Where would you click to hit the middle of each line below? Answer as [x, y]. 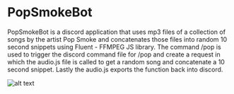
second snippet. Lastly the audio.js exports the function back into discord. [115, 69]
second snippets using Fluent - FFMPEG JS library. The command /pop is [114, 47]
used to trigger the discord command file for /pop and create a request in [114, 54]
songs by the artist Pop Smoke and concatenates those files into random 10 [117, 39]
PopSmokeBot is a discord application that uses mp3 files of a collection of [117, 32]
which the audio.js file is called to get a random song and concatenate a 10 [116, 61]
